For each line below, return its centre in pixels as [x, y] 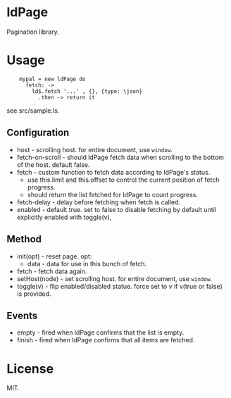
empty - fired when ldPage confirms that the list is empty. [100, 332]
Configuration [38, 133]
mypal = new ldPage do [52, 79]
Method [24, 239]
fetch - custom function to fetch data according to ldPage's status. [113, 172]
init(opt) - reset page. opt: [54, 256]
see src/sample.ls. [33, 111]
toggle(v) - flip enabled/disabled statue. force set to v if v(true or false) [119, 286]
